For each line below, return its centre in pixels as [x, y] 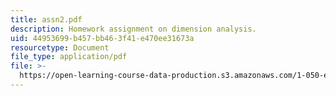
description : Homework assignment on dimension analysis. [133, 29]
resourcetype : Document [60, 47]
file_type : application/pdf [69, 57]
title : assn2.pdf [46, 19]
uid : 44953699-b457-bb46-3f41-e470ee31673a [102, 38]
